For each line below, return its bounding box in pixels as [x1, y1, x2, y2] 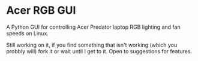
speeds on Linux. [6, 29, 49, 36]
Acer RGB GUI [6, 4, 76, 17]
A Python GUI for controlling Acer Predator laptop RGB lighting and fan [6, 23, 181, 30]
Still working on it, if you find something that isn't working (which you [6, 41, 178, 48]
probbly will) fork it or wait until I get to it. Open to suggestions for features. [6, 47, 193, 54]
